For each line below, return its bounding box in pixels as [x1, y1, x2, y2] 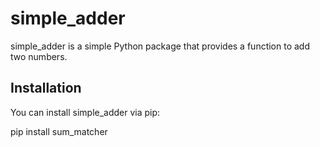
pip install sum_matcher [10, 125, 108, 137]
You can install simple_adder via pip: [10, 106, 161, 118]
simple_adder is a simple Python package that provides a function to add [10, 40, 311, 52]
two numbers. [10, 50, 68, 62]
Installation [10, 80, 82, 97]
